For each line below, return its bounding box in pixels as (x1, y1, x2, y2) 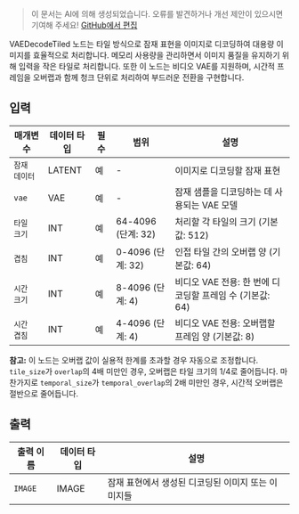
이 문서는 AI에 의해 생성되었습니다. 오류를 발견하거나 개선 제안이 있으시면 (30, 9, 283, 19)
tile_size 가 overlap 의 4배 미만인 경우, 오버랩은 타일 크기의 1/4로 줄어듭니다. (9, 365, 279, 377)
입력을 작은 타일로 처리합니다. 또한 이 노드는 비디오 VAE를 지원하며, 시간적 (18, 61, 276, 71)
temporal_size (39, 379, 93, 388)
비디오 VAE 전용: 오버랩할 (174, 316, 276, 329)
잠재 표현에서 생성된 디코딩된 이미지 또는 (107, 476, 268, 488)
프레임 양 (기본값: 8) (174, 330, 255, 342)
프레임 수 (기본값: (201, 289, 271, 301)
